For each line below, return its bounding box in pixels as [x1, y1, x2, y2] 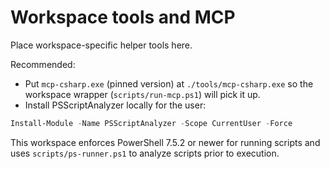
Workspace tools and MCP [10, 6, 236, 29]
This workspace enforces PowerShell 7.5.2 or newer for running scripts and [10, 136, 321, 148]
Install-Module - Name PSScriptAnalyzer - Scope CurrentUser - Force [10, 118, 293, 128]
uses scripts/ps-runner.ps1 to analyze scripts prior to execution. [10, 147, 280, 159]
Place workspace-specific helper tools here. [10, 39, 193, 51]
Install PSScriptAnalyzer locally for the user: [24, 99, 207, 111]
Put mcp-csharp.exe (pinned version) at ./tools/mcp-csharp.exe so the [24, 77, 314, 90]
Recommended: [10, 58, 76, 70]
